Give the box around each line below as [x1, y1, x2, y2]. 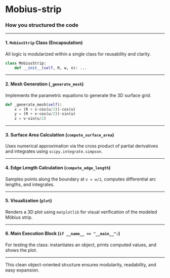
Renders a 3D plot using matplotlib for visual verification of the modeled [5, 209, 157, 215]
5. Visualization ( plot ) [5, 198, 52, 204]
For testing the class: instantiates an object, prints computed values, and [5, 242, 157, 248]
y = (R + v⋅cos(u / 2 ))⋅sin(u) [14, 111, 76, 117]
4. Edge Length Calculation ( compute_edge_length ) [5, 164, 111, 170]
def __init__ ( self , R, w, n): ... [14, 65, 87, 70]
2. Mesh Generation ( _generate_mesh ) [5, 81, 84, 87]
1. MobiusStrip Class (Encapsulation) [5, 39, 83, 46]
